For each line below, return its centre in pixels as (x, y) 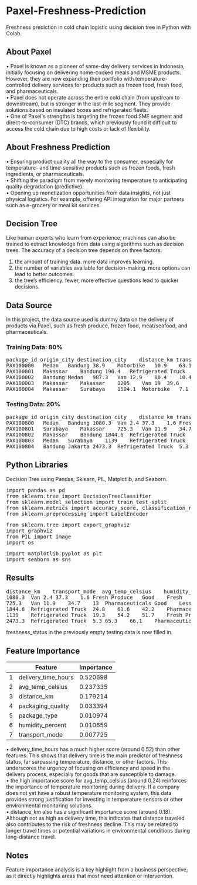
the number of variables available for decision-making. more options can (102, 268)
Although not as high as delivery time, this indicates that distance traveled (95, 818)
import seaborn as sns (39, 559)
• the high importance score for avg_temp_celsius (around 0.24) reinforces (96, 781)
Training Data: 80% (34, 347)
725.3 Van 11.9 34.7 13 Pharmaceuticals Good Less (99, 604)
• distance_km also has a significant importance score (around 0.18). (89, 812)
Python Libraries (37, 465)
